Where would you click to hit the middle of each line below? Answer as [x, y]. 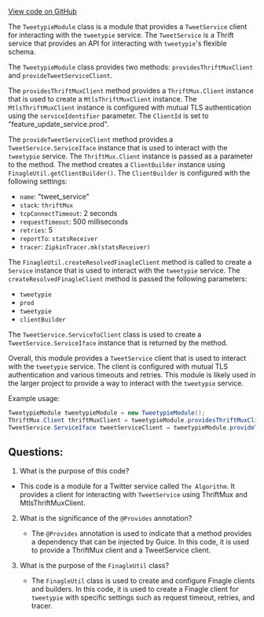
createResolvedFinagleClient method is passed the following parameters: [128, 279]
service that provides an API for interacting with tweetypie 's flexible [117, 43]
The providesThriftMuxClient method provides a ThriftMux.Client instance [131, 91]
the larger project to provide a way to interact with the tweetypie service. [126, 383]
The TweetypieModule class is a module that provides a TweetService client [128, 26]
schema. [22, 52]
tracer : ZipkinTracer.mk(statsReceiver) [85, 247]
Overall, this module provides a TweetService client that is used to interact [127, 358]
